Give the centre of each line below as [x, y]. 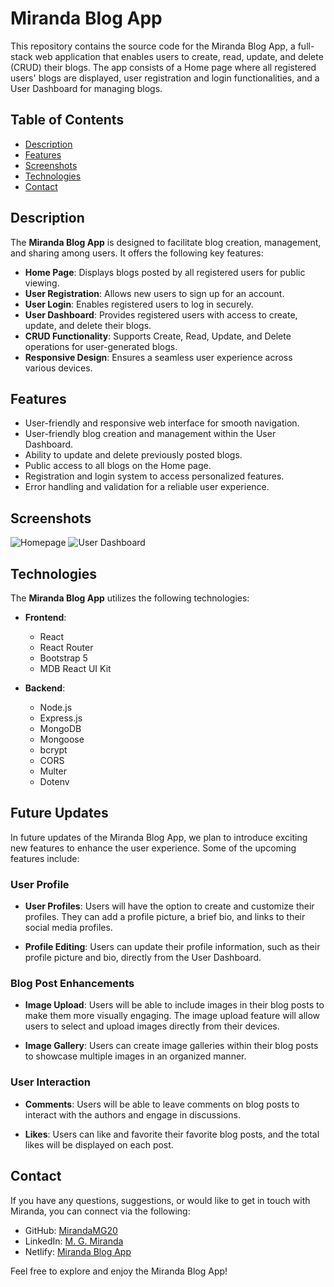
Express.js [61, 718]
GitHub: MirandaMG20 [71, 1230]
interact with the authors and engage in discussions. [132, 1114]
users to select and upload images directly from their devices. [152, 1026]
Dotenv [54, 781]
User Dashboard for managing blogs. [86, 88]
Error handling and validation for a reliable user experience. [147, 487]
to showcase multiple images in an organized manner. [135, 1056]
